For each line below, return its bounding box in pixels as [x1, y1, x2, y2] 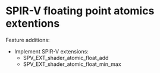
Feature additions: [5, 36, 50, 43]
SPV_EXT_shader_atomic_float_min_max [23, 61, 121, 68]
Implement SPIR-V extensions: [14, 47, 89, 55]
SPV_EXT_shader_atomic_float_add [23, 54, 109, 61]
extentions [5, 17, 60, 30]
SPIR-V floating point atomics [5, 4, 155, 18]
